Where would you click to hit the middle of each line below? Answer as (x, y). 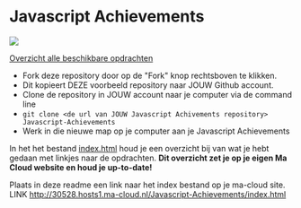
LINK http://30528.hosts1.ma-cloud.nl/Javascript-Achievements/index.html (148, 194)
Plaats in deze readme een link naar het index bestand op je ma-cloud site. (147, 185)
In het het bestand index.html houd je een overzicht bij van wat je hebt (139, 148)
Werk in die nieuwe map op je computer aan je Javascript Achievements (156, 131)
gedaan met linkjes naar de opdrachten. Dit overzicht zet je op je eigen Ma (148, 158)
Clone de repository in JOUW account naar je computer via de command (157, 94)
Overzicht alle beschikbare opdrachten (81, 58)
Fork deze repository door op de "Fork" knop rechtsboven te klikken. (150, 75)
